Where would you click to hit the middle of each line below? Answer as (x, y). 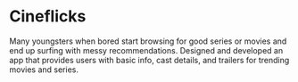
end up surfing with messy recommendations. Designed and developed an (146, 50)
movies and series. (44, 70)
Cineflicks (48, 16)
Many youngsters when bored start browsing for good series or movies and (148, 41)
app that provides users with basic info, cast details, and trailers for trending (149, 60)
